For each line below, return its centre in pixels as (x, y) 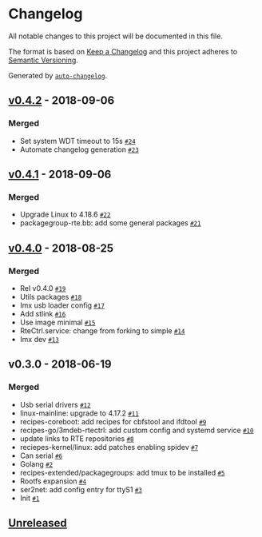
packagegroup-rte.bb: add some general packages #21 (110, 223)
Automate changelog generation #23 (79, 149)
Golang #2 (36, 463)
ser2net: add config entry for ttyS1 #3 (81, 489)
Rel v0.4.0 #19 (43, 288)
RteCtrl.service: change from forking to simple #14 (102, 331)
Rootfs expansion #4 (53, 481)
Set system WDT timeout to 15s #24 (77, 141)
